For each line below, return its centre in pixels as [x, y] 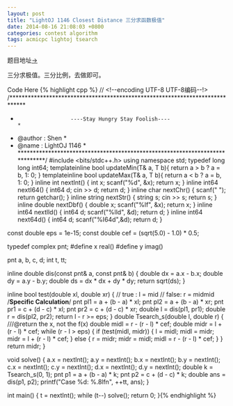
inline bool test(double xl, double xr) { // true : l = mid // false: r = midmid [111, 295]
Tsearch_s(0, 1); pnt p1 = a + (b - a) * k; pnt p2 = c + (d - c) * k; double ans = [116, 375]
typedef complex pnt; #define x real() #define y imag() [85, 247]
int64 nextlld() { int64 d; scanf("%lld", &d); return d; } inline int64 [110, 212]
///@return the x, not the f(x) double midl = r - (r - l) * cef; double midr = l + [115, 324]
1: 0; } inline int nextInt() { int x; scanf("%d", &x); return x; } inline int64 [118, 182]
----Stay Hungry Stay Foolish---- [120, 119]
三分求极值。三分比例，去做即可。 [56, 75]
